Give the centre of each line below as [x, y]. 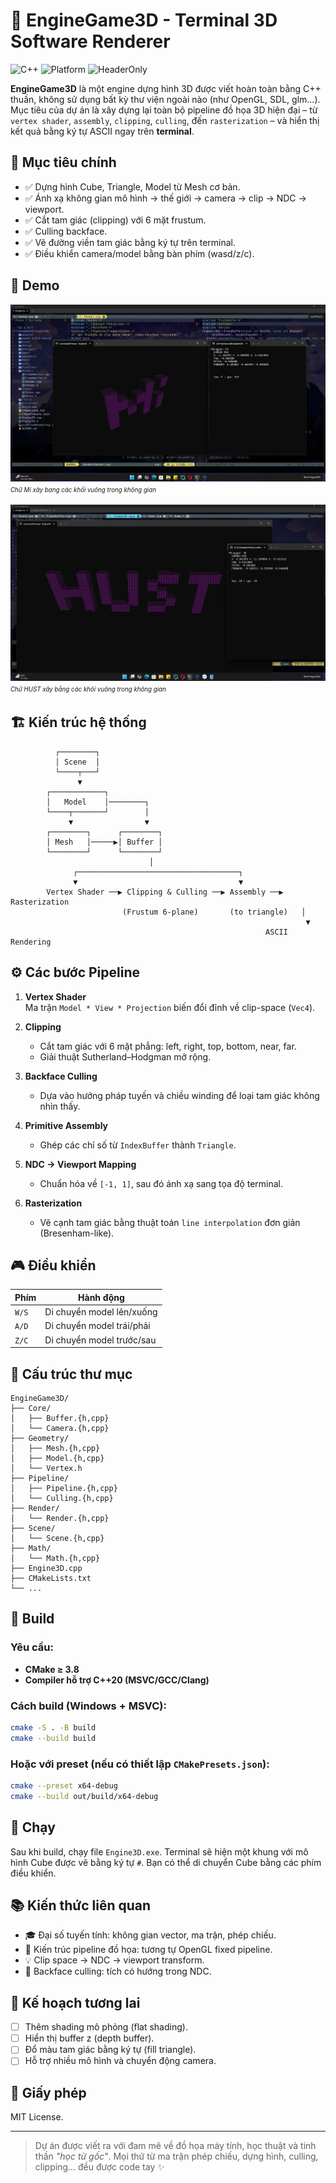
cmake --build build [53, 1738]
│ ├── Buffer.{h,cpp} [60, 1418]
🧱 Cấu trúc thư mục [71, 1374]
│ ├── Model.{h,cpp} [57, 1458]
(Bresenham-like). [77, 1233]
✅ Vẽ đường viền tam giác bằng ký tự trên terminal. [130, 242]
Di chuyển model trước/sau [100, 1340]
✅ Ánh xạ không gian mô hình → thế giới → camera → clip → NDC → [165, 198]
